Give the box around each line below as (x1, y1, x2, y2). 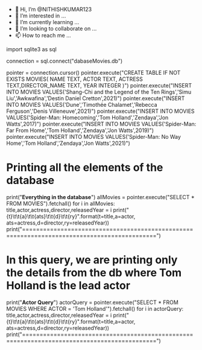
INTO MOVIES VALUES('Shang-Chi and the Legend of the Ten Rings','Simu (6, 88, 192, 95)
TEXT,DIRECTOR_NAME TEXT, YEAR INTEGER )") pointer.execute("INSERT (6, 82, 192, 89)
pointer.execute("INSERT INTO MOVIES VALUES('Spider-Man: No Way (6, 133, 181, 140)
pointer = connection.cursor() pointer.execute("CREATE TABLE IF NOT (6, 69, 181, 76)
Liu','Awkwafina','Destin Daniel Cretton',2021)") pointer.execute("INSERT (6, 95, 185, 102)
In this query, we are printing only (6, 253, 178, 267)
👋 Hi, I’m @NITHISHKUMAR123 (14, 6, 92, 13)
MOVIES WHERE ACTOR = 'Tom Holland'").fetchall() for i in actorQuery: (6, 305, 184, 312)
